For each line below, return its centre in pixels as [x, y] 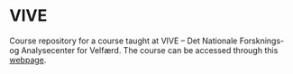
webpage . [28, 60]
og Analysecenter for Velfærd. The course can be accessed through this [144, 50]
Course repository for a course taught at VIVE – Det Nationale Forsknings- [147, 41]
